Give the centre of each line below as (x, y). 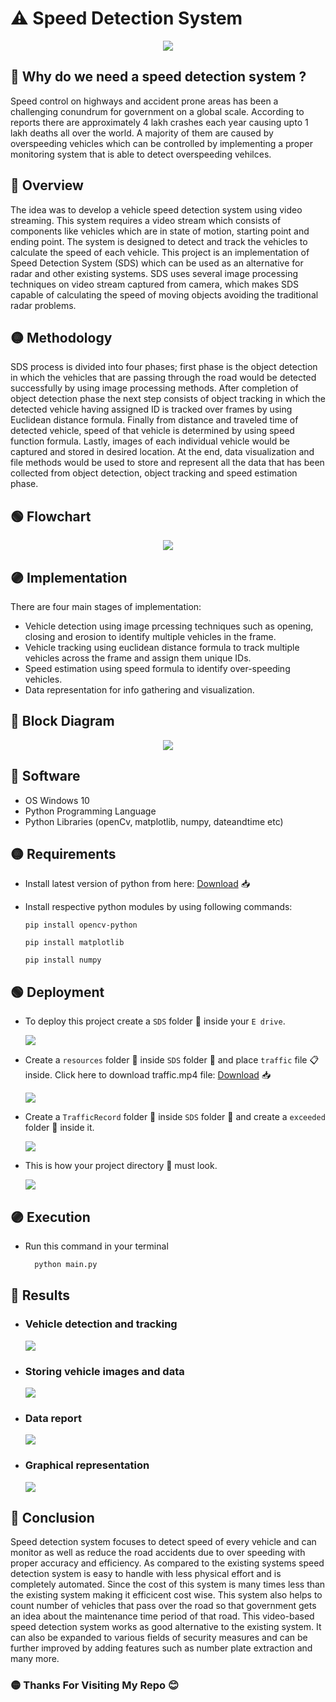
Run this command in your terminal (96, 1246)
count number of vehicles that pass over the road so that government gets (163, 1606)
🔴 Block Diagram (62, 721)
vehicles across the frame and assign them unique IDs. (138, 658)
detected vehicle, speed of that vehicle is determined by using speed (152, 431)
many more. (35, 1659)
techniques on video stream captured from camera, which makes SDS (155, 284)
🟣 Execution (50, 1217)
